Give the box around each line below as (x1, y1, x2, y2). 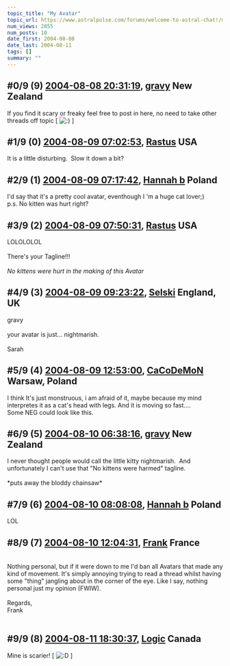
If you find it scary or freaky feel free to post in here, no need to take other (7, 109, 217, 117)
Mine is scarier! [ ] (7, 651, 73, 659)
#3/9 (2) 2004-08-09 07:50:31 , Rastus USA (7, 219, 198, 231)
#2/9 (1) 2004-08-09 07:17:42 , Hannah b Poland (7, 174, 218, 186)
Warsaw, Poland (7, 375, 77, 388)
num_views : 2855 (7, 23, 53, 29)
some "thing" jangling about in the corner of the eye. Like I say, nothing (7, 577, 208, 585)
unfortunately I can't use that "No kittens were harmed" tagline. (7, 464, 186, 473)
